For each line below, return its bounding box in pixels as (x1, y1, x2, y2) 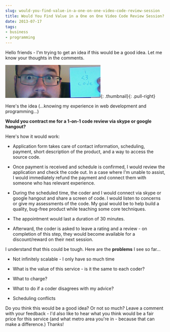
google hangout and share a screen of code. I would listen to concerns (12, 195, 161, 201)
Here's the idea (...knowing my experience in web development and (5, 103, 147, 109)
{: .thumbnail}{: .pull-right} (100, 93, 156, 99)
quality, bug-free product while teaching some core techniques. (12, 206, 146, 212)
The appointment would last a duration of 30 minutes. (12, 216, 125, 222)
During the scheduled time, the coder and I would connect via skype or (12, 190, 161, 196)
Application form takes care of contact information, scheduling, (12, 143, 145, 149)
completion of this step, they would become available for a (12, 231, 135, 237)
